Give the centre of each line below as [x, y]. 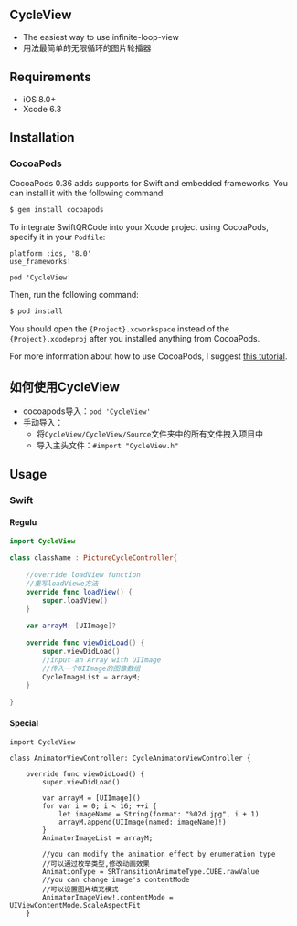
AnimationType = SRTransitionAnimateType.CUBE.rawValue [151, 872]
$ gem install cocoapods [57, 210]
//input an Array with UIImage [102, 660]
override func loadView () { [79, 592]
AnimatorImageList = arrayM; [98, 838]
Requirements [50, 77]
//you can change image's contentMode [116, 880]
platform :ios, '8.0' [51, 254]
